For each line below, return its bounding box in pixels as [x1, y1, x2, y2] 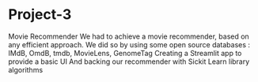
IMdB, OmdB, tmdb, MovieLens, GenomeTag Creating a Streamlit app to [8, 48, 242, 58]
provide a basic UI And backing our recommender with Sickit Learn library [8, 57, 250, 66]
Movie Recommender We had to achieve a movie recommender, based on [8, 32, 249, 41]
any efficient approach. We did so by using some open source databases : [8, 39, 251, 49]
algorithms [8, 65, 44, 74]
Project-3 [8, 6, 72, 24]
